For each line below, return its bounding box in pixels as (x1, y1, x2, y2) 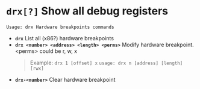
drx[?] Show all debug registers (6, 4, 169, 18)
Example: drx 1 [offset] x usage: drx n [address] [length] (30, 59, 183, 66)
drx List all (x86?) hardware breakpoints (14, 34, 114, 41)
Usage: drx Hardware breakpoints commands (6, 24, 114, 30)
